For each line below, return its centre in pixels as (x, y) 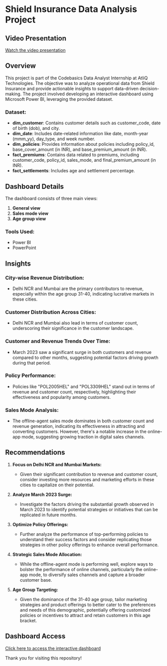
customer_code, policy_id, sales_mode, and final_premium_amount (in (84, 160)
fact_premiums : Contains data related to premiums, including (76, 155)
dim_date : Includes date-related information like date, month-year (80, 134)
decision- (149, 88)
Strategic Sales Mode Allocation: (47, 554)
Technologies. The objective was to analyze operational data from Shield (80, 83)
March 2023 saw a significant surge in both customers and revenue (82, 352)
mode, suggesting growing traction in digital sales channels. (83, 437)
